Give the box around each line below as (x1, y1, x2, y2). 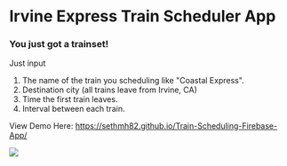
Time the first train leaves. (21, 94, 118, 105)
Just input (9, 58, 46, 68)
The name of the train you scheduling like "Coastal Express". (21, 75, 244, 86)
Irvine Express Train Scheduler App (9, 6, 276, 27)
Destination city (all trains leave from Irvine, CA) (21, 84, 198, 95)
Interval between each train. (21, 104, 125, 115)
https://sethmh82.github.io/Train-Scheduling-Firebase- (75, 121, 278, 131)
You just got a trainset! (9, 38, 109, 51)
